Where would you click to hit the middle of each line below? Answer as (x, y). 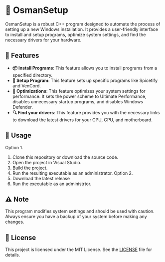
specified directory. (32, 75)
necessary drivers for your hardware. (43, 40)
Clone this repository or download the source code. (65, 157)
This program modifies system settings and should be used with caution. (80, 211)
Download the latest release (41, 178)
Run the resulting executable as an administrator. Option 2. (73, 173)
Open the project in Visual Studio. (47, 162)
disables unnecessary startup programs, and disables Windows (78, 101)
